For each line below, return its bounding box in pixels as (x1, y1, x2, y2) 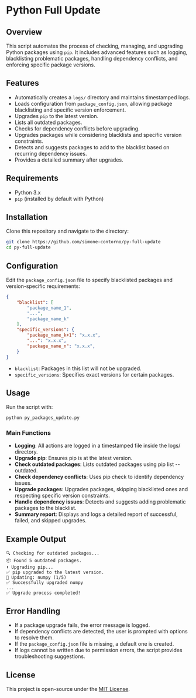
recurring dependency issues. (14, 150, 87, 157)
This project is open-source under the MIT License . (6, 685, 130, 692)
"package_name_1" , (27, 305, 72, 311)
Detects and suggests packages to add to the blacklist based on (14, 143, 170, 150)
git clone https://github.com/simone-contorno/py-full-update (6, 239, 161, 245)
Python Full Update (6, 4, 101, 17)
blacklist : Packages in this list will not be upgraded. (14, 365, 142, 372)
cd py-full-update (6, 244, 51, 250)
